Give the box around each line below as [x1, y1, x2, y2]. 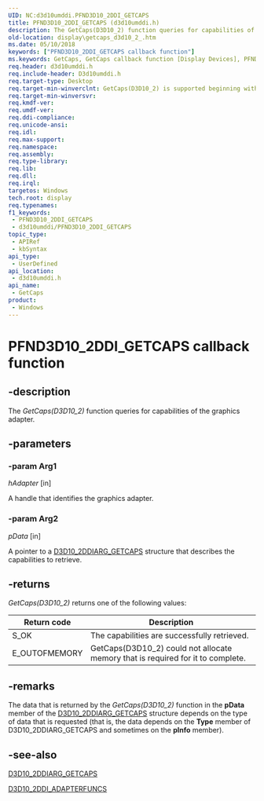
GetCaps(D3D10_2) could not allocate [90, 643, 233, 654]
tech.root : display [8, 194, 72, 202]
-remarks [8, 679, 55, 693]
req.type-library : [8, 158, 68, 166]
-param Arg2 [8, 514, 59, 525]
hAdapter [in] [8, 478, 52, 488]
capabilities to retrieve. [8, 554, 82, 564]
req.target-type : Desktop [8, 77, 93, 85]
